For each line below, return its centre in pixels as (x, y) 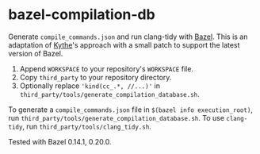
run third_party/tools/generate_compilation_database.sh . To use (116, 117)
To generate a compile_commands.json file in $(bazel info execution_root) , (131, 110)
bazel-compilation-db (82, 15)
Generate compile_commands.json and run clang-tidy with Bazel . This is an (128, 37)
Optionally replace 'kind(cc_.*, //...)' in (90, 86)
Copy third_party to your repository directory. (96, 77)
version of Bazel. (36, 53)
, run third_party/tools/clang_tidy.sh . (87, 126)
